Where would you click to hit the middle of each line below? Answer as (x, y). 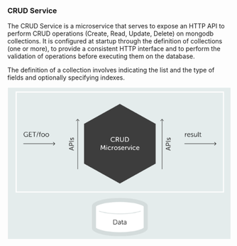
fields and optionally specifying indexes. (66, 77)
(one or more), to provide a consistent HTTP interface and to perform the (114, 49)
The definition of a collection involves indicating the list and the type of (111, 70)
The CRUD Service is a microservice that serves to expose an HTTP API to (116, 26)
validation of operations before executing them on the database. (101, 56)
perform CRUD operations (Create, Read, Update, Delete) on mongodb (111, 33)
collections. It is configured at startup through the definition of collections (115, 41)
